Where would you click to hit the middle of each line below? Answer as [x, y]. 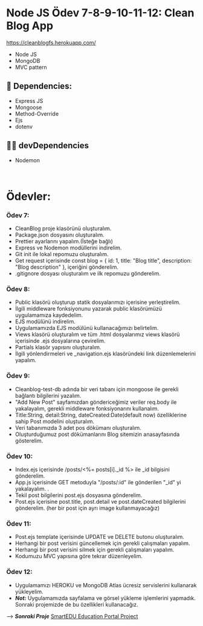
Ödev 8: [18, 289]
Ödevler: [29, 196]
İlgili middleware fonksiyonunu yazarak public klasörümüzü [89, 309]
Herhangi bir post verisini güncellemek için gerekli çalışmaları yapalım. [102, 543]
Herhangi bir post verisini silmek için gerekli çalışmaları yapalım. [95, 550]
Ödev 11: [19, 524]
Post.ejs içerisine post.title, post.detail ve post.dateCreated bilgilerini [100, 501]
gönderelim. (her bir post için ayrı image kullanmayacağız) [87, 508]
